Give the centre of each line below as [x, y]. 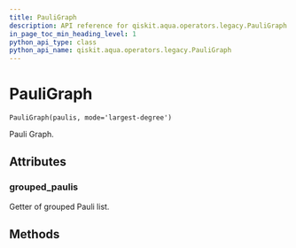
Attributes [38, 162]
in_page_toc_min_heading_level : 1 [73, 34]
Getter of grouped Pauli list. [59, 206]
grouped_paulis [44, 187]
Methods [35, 234]
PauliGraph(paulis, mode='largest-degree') [91, 118]
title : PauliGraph [43, 17]
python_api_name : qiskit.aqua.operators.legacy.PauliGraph [121, 50]
